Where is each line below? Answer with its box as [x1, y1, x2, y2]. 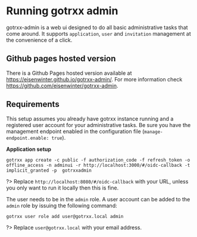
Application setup [6, 146, 52, 153]
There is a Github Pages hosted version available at [6, 69, 132, 77]
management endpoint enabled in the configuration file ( [6, 128, 145, 135]
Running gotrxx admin [6, 4, 118, 18]
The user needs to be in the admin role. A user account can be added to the [6, 195, 190, 203]
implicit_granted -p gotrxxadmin [6, 168, 92, 173]
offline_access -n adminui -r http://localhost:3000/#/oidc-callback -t [6, 162, 190, 168]
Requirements [6, 99, 60, 109]
